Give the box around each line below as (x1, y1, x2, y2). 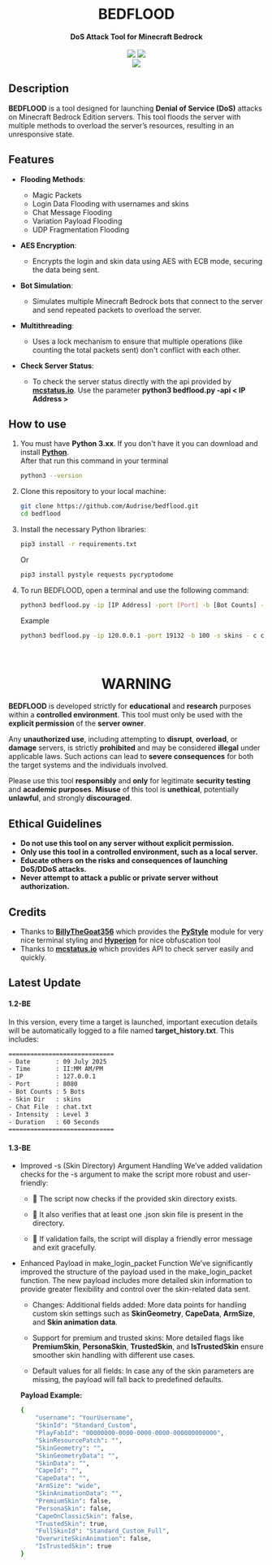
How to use (8, 417, 67, 431)
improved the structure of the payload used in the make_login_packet (19, 1267, 253, 1277)
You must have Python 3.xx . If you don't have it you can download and (19, 439, 258, 449)
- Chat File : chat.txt (8, 1103, 93, 1111)
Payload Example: (19, 1390, 83, 1400)
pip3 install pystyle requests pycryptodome (19, 570, 174, 579)
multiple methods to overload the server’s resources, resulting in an (8, 120, 235, 130)
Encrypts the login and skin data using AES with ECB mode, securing (32, 256, 263, 266)
